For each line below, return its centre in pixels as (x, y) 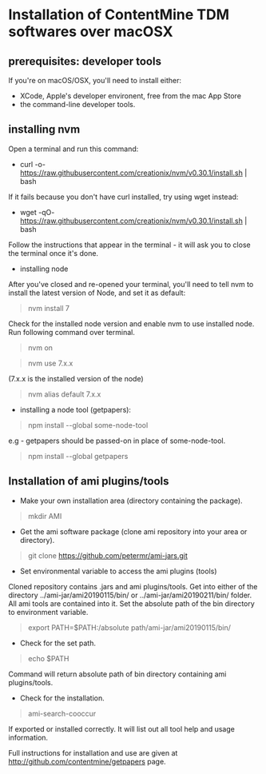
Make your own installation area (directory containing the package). (131, 501)
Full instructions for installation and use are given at (93, 752)
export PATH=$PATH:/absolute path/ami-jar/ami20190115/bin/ (129, 627)
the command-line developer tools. (77, 104)
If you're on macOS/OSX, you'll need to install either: (95, 80)
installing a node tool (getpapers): (75, 409)
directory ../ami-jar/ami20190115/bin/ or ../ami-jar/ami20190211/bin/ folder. (130, 595)
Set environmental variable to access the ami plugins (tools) (118, 571)
